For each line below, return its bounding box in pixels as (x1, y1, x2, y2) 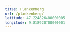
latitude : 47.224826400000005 (5, 16, 66, 20)
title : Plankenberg (5, 7, 44, 12)
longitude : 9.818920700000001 (5, 20, 66, 25)
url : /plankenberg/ (5, 11, 44, 16)
